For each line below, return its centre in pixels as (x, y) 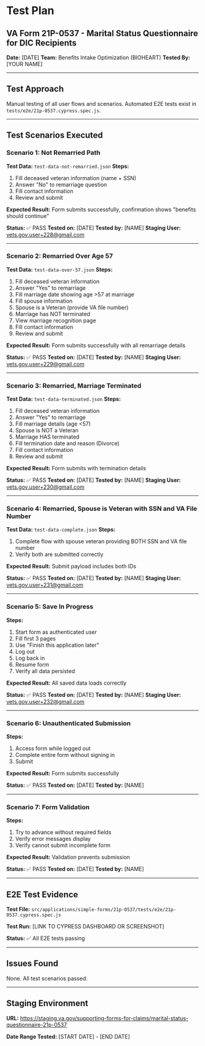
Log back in (30, 658)
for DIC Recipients (41, 43)
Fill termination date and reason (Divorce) (67, 443)
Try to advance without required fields (63, 832)
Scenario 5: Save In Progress (50, 607)
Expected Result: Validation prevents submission (68, 857)
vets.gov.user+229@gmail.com (45, 364)
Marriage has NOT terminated (52, 314)
